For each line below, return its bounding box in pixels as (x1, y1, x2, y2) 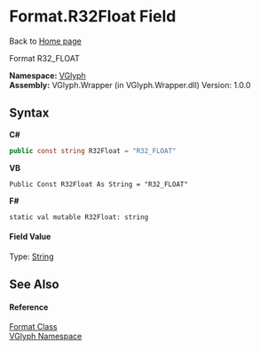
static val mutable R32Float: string (9, 212, 149, 222)
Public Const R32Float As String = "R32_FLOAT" (9, 180, 189, 189)
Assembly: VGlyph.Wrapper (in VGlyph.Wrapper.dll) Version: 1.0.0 (9, 79, 251, 90)
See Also (9, 277, 59, 292)
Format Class (9, 322, 58, 332)
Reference (9, 301, 49, 313)
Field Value (9, 232, 51, 242)
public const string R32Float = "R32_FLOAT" (9, 146, 177, 155)
